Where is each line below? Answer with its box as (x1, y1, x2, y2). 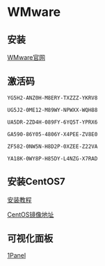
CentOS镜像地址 (7, 210, 54, 219)
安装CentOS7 (7, 176, 65, 188)
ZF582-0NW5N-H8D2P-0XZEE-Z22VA (7, 143, 98, 150)
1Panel (7, 251, 26, 260)
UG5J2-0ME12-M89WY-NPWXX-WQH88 (7, 106, 98, 113)
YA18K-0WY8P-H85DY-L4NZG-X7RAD (7, 155, 98, 162)
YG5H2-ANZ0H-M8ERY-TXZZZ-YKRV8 (7, 94, 98, 101)
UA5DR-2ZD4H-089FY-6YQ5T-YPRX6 (7, 119, 98, 126)
